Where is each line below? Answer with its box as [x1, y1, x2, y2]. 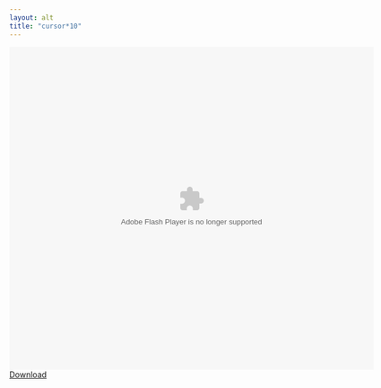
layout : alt [9, 13, 54, 22]
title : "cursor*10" [9, 22, 82, 31]
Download [9, 369, 48, 380]
